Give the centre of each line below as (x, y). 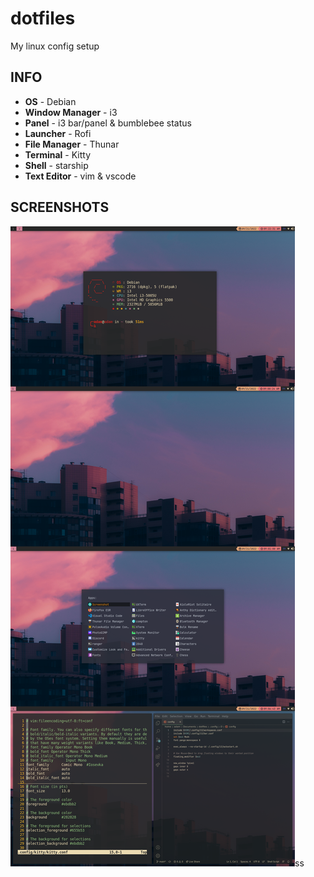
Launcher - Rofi (58, 133)
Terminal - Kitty (58, 154)
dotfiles (43, 18)
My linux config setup (55, 46)
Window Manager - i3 (71, 112)
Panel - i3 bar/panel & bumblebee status (108, 123)
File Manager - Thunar (72, 144)
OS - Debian (50, 101)
